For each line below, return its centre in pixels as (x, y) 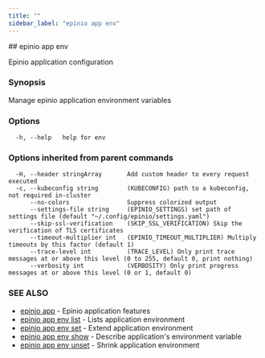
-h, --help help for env (61, 138)
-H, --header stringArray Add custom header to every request (132, 175)
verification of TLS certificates (66, 231)
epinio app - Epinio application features (85, 311)
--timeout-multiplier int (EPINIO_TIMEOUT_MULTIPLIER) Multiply (143, 238)
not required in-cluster (50, 195)
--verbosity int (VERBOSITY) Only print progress (134, 266)
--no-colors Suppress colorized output (123, 203)
